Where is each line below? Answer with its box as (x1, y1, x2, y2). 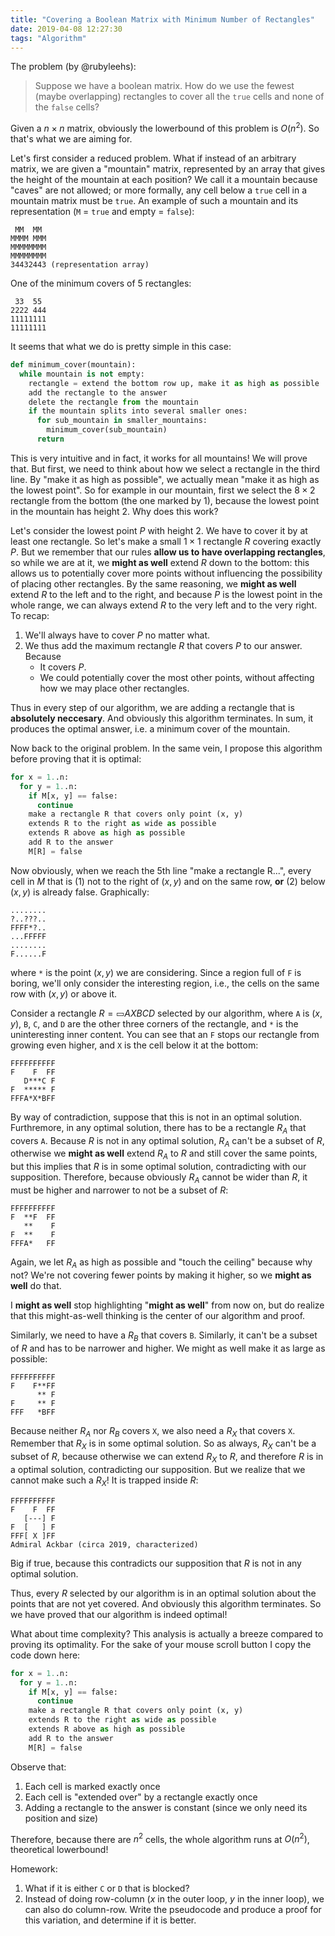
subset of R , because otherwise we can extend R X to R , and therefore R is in (10, 1451, 324, 1465)
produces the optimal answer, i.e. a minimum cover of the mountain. (10, 722, 291, 735)
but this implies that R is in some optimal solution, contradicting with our (10, 1161, 307, 1173)
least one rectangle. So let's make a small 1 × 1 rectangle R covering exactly (10, 535, 322, 547)
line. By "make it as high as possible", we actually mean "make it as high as (10, 473, 320, 485)
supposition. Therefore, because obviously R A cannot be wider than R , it (10, 1171, 308, 1185)
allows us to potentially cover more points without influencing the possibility (10, 567, 323, 579)
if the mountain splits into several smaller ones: (28, 406, 248, 416)
